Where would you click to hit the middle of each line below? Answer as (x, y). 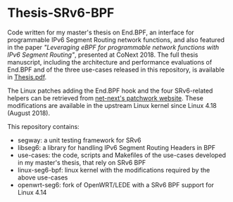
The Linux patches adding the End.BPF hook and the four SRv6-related (110, 90)
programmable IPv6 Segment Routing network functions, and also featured (116, 39)
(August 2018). (29, 113)
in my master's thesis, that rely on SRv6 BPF (82, 162)
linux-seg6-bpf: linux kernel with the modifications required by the (114, 170)
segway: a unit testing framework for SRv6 (80, 140)
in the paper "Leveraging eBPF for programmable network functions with (113, 47)
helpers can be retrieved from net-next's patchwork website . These (106, 98)
